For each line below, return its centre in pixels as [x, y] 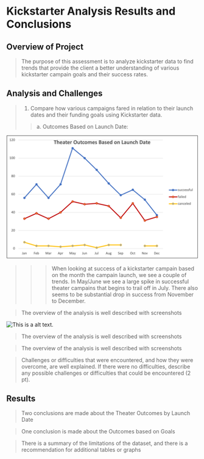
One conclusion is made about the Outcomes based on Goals [98, 432]
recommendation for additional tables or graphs [81, 450]
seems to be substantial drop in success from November [122, 294]
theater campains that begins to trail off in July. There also [125, 287]
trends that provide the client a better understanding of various [100, 68]
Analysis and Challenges [55, 94]
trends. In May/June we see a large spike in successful [120, 281]
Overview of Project [45, 47]
